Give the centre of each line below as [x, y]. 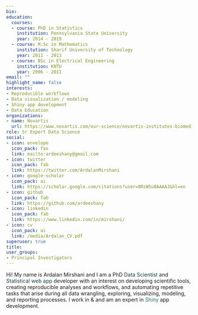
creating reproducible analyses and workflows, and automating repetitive [95, 287]
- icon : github [25, 192]
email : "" [18, 77]
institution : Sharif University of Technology [75, 50]
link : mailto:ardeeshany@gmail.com [55, 154]
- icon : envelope [27, 143]
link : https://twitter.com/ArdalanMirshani [65, 170]
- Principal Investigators [39, 258]
